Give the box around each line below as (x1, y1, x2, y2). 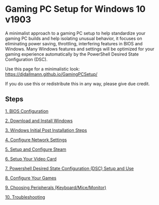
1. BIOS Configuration (5, 108, 49, 114)
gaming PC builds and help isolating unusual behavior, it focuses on (5, 35, 142, 41)
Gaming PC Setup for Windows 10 (5, 3, 146, 15)
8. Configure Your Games (5, 175, 57, 181)
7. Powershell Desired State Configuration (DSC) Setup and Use (5, 165, 134, 171)
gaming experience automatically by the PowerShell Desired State (5, 51, 139, 57)
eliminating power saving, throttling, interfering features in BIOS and (5, 40, 143, 46)
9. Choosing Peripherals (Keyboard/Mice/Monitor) (5, 184, 107, 190)
